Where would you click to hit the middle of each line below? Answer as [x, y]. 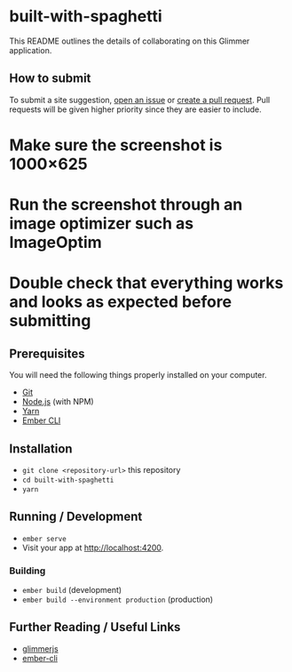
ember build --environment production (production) [118, 600]
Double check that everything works [146, 283]
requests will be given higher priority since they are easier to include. [135, 109]
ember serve [44, 539]
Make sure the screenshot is [116, 145]
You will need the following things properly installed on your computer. [138, 375]
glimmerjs [40, 648]
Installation [41, 448]
